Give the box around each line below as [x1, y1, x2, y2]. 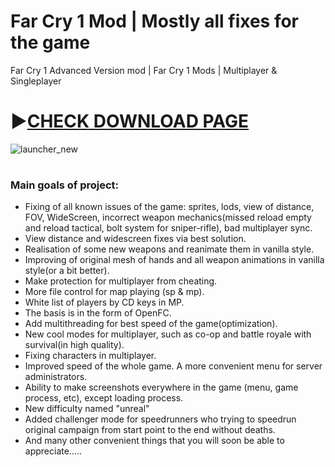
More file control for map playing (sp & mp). [24, 286, 205, 298]
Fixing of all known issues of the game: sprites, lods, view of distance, [24, 201, 315, 213]
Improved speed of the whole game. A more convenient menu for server [24, 360, 323, 372]
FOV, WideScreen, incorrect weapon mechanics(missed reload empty [24, 211, 312, 224]
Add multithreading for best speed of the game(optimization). [24, 318, 278, 330]
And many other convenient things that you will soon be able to [24, 435, 285, 447]
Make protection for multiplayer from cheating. [24, 275, 218, 287]
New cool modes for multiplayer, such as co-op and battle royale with [24, 328, 312, 340]
